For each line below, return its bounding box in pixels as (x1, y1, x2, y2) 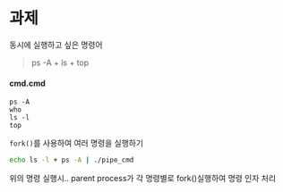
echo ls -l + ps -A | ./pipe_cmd (9, 155, 134, 165)
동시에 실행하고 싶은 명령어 (9, 39, 103, 50)
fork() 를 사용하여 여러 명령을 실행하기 (9, 138, 144, 148)
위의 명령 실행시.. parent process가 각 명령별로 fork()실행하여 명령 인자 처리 (9, 173, 276, 184)
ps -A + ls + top (30, 57, 90, 68)
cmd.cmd (9, 78, 47, 88)
